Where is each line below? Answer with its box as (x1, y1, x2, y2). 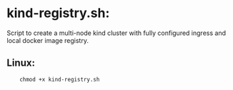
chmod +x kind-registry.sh (19, 76, 100, 83)
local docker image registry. (6, 36, 89, 44)
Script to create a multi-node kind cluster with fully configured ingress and (6, 29, 227, 37)
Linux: (6, 57, 35, 69)
